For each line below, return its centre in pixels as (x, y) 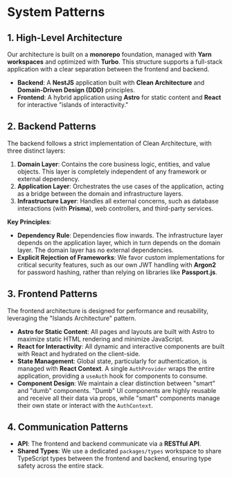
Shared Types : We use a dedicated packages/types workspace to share (119, 451)
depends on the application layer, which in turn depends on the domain (118, 242)
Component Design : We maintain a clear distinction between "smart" (116, 383)
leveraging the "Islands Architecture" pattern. (72, 318)
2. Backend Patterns (52, 127)
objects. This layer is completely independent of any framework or (112, 171)
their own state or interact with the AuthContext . (85, 405)
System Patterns (56, 12)
